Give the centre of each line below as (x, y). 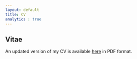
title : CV (16, 14)
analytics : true (23, 19)
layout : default (22, 10)
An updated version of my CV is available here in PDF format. (69, 51)
